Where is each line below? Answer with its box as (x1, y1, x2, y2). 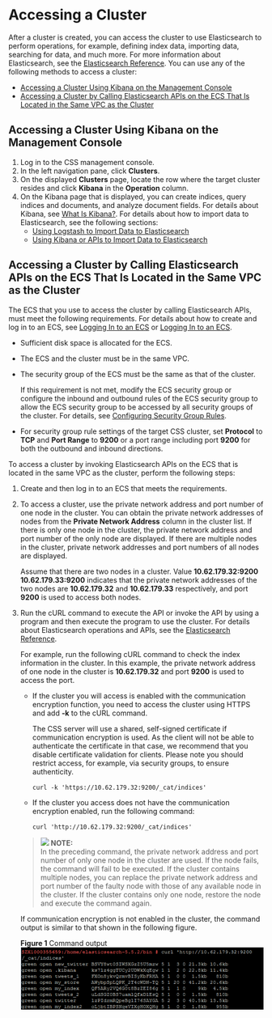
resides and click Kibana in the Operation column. (19, 183, 189, 193)
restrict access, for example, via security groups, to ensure (32, 758, 229, 768)
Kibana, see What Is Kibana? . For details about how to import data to (19, 209, 249, 218)
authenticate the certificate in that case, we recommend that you (32, 740, 249, 750)
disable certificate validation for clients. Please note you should (32, 749, 244, 759)
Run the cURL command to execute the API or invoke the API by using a (19, 608, 259, 617)
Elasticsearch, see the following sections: (19, 217, 159, 227)
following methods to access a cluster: (8, 66, 138, 76)
